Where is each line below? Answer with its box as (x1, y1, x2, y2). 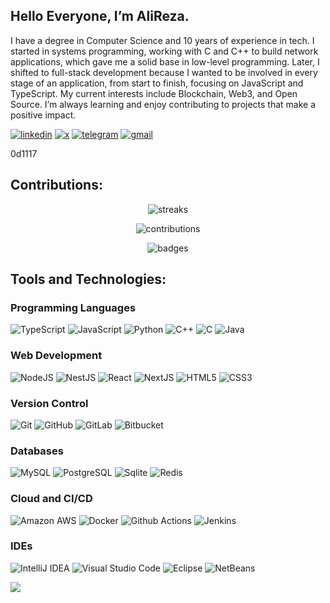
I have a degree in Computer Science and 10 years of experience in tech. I (10, 34, 315, 46)
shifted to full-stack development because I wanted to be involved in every (10, 66, 318, 78)
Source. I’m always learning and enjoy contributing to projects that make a (10, 98, 317, 110)
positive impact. (10, 109, 77, 121)
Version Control (10, 396, 89, 410)
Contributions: (10, 177, 103, 194)
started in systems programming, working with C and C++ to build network (10, 45, 319, 57)
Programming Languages (10, 300, 137, 314)
